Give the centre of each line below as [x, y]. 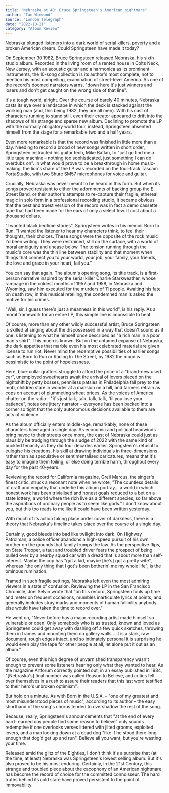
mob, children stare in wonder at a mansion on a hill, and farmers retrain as [83, 388]
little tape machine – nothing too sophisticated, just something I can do [78, 158]
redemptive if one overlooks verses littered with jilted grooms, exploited [79, 727]
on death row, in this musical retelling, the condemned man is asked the [79, 294]
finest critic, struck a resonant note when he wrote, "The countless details [82, 482]
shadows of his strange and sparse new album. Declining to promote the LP [84, 121]
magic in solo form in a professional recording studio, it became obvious [80, 200]
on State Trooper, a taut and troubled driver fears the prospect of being [79, 550]
